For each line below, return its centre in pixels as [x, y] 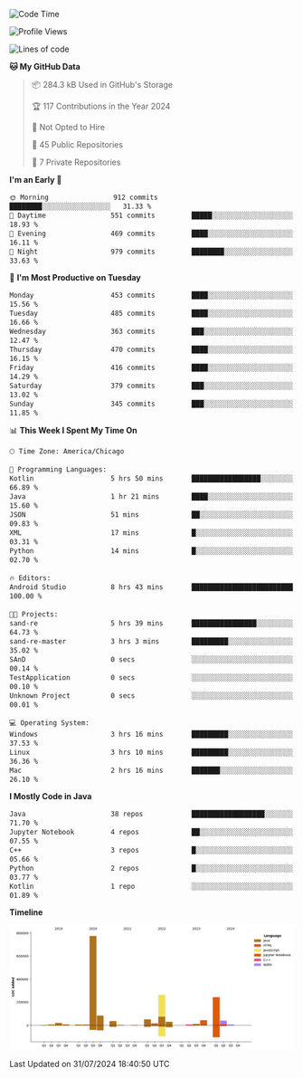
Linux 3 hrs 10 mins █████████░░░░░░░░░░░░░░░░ [151, 752]
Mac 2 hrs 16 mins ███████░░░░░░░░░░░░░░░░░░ [151, 770]
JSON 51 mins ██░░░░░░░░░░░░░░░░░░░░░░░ [151, 515]
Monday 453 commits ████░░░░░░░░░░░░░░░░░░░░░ [151, 295]
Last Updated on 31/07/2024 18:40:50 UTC [90, 1064]
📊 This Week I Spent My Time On [73, 430]
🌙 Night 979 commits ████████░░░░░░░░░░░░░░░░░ [151, 252]
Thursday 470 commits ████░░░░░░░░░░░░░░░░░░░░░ [151, 349]
